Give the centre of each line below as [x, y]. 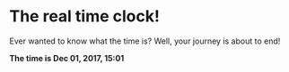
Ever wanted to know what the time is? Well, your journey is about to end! [145, 41]
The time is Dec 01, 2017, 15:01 [67, 58]
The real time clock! [84, 16]
